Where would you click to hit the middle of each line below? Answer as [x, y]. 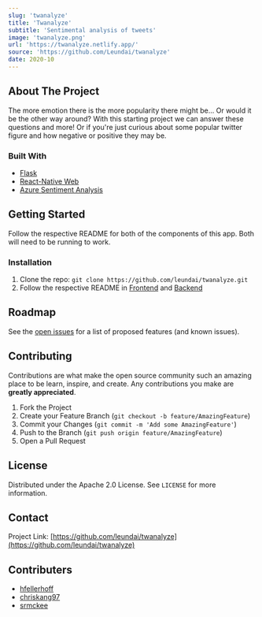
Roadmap [32, 312]
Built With [28, 156]
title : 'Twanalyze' [40, 23]
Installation [30, 262]
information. [28, 492]
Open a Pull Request [53, 440]
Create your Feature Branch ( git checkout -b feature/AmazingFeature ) [135, 415]
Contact [28, 517]
